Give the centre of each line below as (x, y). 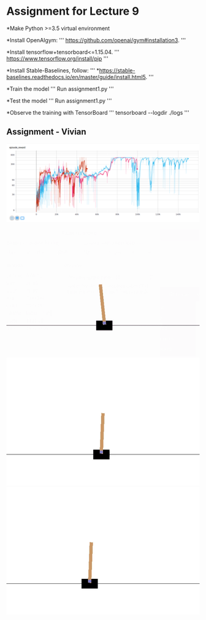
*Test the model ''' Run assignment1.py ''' (59, 101)
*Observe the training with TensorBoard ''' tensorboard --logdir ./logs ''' (98, 112)
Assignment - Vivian (47, 132)
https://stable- (117, 70)
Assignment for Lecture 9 (73, 11)
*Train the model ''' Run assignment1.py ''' (60, 89)
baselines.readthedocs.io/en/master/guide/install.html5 (76, 77)
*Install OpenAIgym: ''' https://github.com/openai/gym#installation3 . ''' (96, 40)
